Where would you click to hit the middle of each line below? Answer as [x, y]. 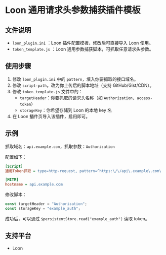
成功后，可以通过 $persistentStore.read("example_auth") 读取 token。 [77, 218]
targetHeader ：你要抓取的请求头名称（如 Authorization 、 [78, 98]
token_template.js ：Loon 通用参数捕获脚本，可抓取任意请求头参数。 [83, 49]
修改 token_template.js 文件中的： [47, 91]
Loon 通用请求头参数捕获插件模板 [73, 10]
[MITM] [12, 180]
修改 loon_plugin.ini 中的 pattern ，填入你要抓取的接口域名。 [75, 79]
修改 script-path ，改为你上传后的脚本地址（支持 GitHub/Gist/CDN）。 [83, 85]
